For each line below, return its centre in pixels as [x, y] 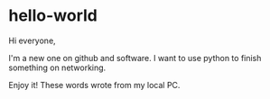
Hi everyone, [32, 40]
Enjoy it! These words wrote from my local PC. [94, 85]
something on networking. [57, 67]
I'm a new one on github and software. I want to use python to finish [135, 58]
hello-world [53, 16]
